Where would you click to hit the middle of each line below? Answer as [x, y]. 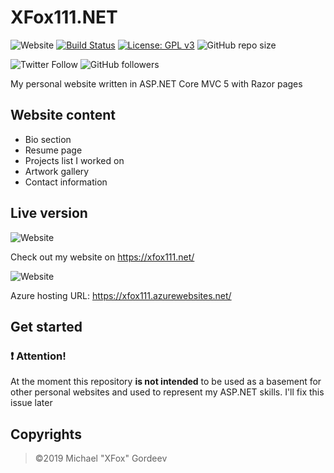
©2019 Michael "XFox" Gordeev [101, 458]
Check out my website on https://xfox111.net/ [102, 257]
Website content [63, 115]
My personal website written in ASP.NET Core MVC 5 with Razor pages [156, 83]
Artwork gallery [57, 171]
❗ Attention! [38, 356]
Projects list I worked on [74, 160]
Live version [49, 213]
